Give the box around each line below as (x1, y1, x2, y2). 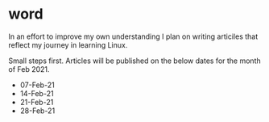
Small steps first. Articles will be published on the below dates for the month (8, 56, 261, 65)
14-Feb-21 (19, 88, 54, 98)
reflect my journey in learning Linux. (8, 40, 128, 49)
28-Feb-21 (19, 106, 56, 116)
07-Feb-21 (19, 80, 55, 90)
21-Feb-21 (19, 97, 54, 107)
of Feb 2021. (8, 64, 50, 74)
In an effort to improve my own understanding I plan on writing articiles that (8, 32, 259, 41)
